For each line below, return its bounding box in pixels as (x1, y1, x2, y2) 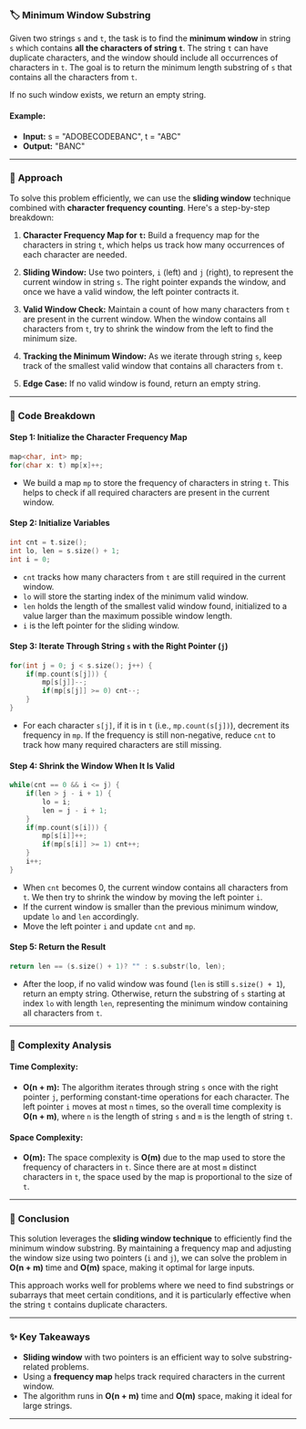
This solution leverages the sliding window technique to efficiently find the (9, 1233, 292, 1245)
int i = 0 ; (9, 554, 51, 564)
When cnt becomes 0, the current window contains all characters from (22, 881, 289, 893)
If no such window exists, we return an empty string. (9, 89, 207, 100)
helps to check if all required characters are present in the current (22, 487, 270, 498)
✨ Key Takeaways (9, 1330, 91, 1343)
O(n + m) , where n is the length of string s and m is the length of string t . (22, 1110, 293, 1121)
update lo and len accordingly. (22, 910, 139, 921)
